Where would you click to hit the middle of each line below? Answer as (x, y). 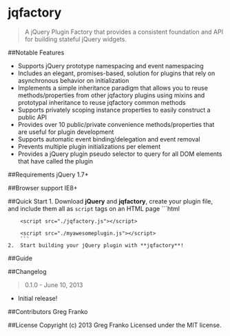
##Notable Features (36, 52)
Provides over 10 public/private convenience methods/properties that (116, 124)
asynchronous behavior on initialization (73, 80)
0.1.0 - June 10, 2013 (54, 285)
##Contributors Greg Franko (48, 311)
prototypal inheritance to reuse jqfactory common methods (102, 102)
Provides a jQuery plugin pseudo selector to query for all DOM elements (120, 154)
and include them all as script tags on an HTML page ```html (94, 208)
